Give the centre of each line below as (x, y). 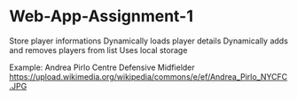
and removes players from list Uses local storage (98, 50)
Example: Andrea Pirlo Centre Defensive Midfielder (102, 67)
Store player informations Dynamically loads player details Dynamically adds (148, 41)
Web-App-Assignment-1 (101, 16)
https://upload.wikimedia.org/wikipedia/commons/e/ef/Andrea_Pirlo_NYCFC (148, 76)
